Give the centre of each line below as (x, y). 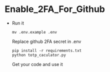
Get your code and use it (37, 64)
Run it (18, 23)
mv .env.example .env (34, 32)
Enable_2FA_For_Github (55, 9)
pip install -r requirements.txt (47, 50)
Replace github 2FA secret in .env (46, 41)
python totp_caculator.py (39, 55)
